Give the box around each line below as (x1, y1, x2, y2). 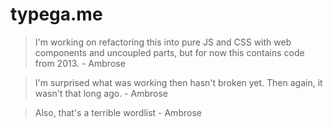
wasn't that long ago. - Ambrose (34, 87, 168, 99)
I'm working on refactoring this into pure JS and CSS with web (34, 36, 292, 48)
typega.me (10, 3, 103, 26)
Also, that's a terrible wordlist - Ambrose (34, 106, 202, 118)
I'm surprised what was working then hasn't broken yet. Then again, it (34, 76, 323, 88)
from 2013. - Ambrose (34, 57, 126, 69)
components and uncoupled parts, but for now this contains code (34, 46, 305, 58)
